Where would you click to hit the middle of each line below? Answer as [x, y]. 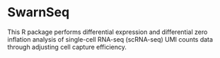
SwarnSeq [39, 12]
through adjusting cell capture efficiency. [67, 47]
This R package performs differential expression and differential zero [108, 32]
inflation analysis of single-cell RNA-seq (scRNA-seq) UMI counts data [110, 39]
